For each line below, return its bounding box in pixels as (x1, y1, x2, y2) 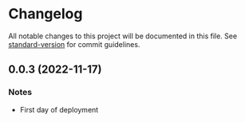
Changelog (8, 5, 83, 23)
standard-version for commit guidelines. (8, 39, 140, 49)
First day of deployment (19, 104, 99, 114)
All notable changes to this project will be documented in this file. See (8, 31, 238, 41)
